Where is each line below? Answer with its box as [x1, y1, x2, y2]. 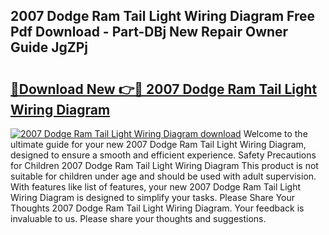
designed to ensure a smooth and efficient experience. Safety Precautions [10, 149, 317, 161]
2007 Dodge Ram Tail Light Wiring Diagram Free [10, 8, 315, 25]
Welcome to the [243, 128, 308, 139]
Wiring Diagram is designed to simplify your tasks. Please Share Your [10, 192, 296, 203]
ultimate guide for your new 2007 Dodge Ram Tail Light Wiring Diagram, [10, 139, 307, 150]
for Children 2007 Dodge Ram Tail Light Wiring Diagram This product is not [10, 160, 319, 171]
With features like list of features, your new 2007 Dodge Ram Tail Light [10, 181, 302, 193]
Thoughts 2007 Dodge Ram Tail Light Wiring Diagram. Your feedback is [10, 202, 305, 214]
